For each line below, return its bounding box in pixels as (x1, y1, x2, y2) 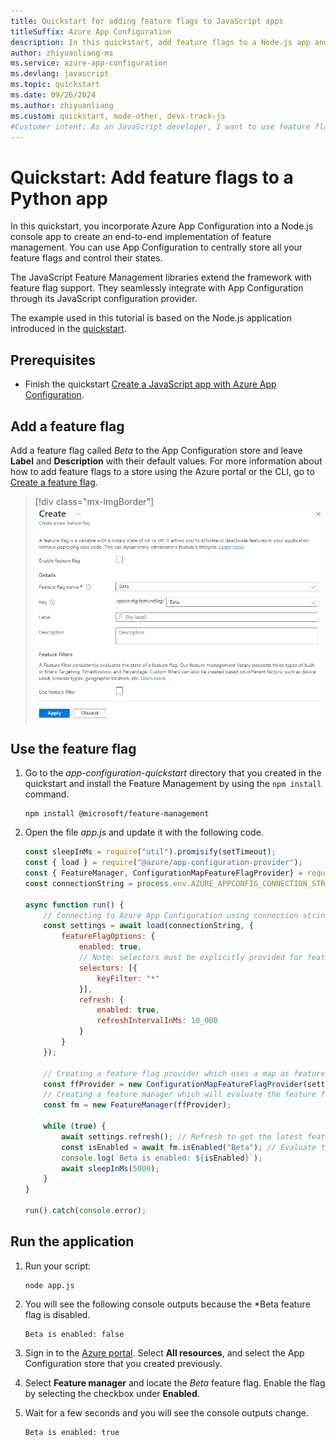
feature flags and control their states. (10, 252, 163, 264)
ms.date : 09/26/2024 (10, 90, 97, 100)
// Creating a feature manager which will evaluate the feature (43, 1090, 317, 1100)
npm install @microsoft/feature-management (24, 809, 210, 819)
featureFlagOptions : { (61, 931, 156, 942)
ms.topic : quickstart (10, 80, 101, 90)
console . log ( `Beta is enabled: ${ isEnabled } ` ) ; (61, 1153, 263, 1163)
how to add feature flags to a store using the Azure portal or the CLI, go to (10, 465, 315, 477)
